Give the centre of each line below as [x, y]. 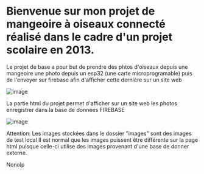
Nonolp [16, 164]
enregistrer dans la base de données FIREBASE [65, 110]
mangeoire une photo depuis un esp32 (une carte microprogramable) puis [100, 73]
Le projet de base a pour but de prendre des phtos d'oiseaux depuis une [97, 67]
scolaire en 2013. [50, 50]
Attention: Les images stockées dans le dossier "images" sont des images [99, 133]
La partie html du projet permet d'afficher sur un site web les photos [92, 103]
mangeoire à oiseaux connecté [86, 24]
